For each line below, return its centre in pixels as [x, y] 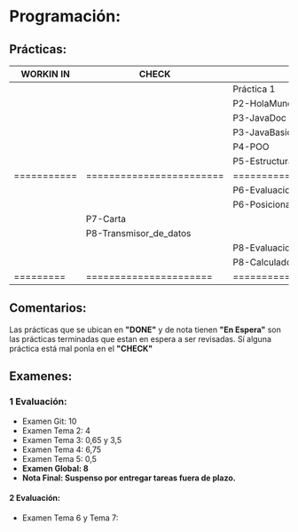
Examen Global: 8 [55, 468]
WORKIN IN [46, 74]
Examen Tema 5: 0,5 [59, 458]
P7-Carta [106, 219]
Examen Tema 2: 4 [56, 430]
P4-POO [251, 147]
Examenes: [41, 376]
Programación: [65, 16]
